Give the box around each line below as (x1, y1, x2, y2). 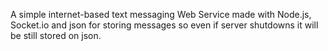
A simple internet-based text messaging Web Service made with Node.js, (10, 9, 312, 20)
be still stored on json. (10, 30, 102, 41)
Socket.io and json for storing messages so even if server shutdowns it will (10, 19, 319, 31)
